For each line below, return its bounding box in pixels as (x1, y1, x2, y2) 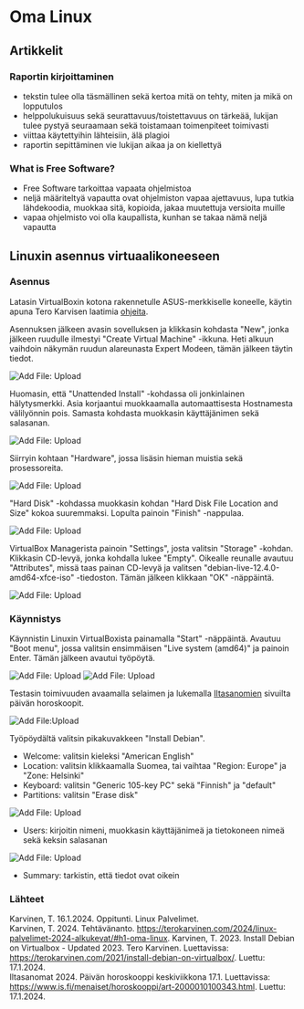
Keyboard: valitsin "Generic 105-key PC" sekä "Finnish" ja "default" (22, 780, 277, 791)
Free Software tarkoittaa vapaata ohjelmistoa (22, 183, 192, 194)
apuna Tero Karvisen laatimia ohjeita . (9, 306, 149, 317)
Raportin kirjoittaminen (9, 70, 114, 83)
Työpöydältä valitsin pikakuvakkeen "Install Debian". (9, 733, 205, 744)
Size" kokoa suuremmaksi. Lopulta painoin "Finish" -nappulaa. (9, 507, 245, 518)
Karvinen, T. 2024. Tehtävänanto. (9, 923, 135, 934)
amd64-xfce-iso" (9, 572, 75, 583)
